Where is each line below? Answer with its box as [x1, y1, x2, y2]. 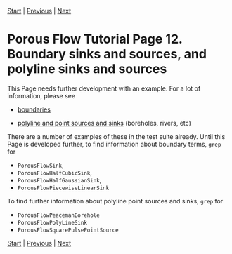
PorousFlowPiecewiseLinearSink [17, 185, 110, 192]
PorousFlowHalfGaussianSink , [17, 175, 102, 184]
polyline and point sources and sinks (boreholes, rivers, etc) [17, 119, 192, 127]
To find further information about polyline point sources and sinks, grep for [7, 196, 224, 205]
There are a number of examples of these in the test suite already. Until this [7, 132, 226, 140]
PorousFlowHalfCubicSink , [17, 168, 93, 177]
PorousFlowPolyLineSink [17, 219, 88, 226]
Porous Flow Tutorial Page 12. [7, 32, 183, 47]
